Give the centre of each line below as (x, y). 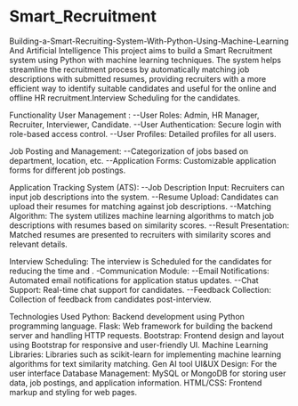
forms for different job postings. (68, 170)
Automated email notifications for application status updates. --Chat (134, 280)
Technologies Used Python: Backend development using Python (127, 316)
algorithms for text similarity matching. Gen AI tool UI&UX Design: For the (143, 363)
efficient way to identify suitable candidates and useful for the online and (143, 88)
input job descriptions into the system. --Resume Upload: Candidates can (144, 197)
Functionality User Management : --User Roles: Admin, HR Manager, (134, 115)
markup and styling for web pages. (73, 392)
